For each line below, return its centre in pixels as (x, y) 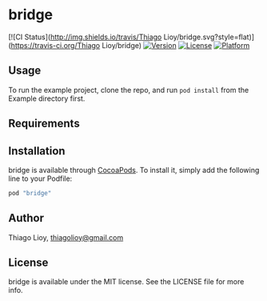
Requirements (44, 124)
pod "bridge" (30, 193)
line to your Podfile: (40, 179)
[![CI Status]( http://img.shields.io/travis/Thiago (85, 37)
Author (26, 218)
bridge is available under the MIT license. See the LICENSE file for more (126, 282)
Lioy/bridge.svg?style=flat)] (209, 37)
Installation (37, 151)
